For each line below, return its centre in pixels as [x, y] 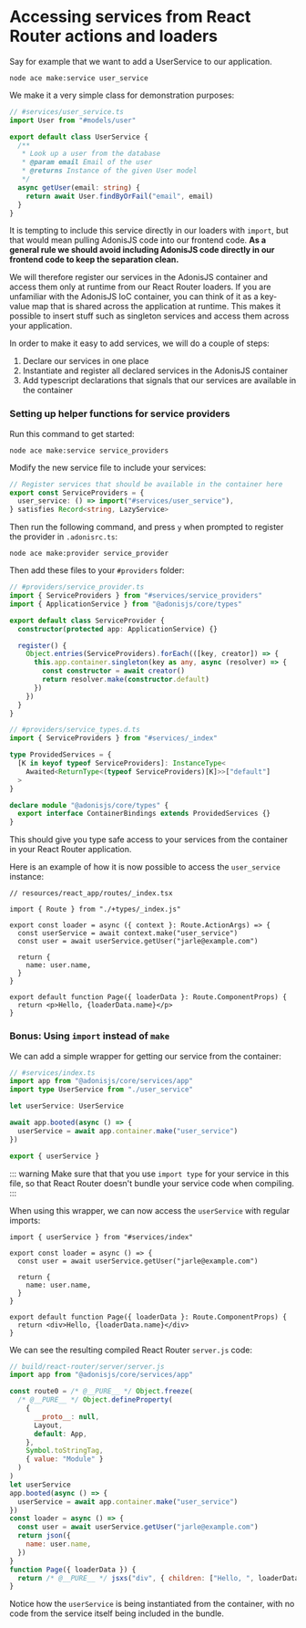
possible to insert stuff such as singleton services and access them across [149, 316]
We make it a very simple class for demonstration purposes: [122, 95]
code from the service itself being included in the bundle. [117, 1613]
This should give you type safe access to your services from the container [149, 840]
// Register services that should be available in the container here [146, 484]
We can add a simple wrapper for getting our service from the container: [146, 1056]
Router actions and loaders [114, 36]
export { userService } [55, 1156]
